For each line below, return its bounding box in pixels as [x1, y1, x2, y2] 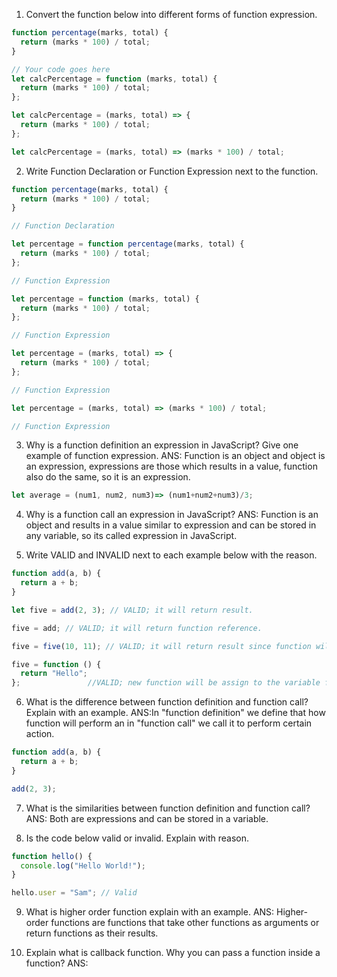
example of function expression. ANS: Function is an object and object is [25, 450, 326, 462]
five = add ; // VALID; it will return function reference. [11, 623, 263, 633]
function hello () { [11, 851, 93, 861]
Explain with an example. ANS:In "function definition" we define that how [25, 707, 326, 719]
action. [25, 728, 55, 740]
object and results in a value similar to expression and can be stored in [25, 519, 317, 531]
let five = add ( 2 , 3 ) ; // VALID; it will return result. [11, 605, 254, 615]
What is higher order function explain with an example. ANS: [25, 906, 275, 918]
